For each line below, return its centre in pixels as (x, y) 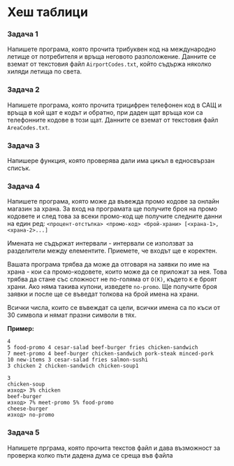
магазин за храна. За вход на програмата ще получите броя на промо (112, 209)
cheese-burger (28, 409)
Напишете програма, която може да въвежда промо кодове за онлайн (113, 202)
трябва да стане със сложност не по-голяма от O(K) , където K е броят (112, 279)
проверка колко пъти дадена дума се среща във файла (90, 455)
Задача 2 (23, 90)
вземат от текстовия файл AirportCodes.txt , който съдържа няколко (109, 64)
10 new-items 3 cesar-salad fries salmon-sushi (78, 360)
